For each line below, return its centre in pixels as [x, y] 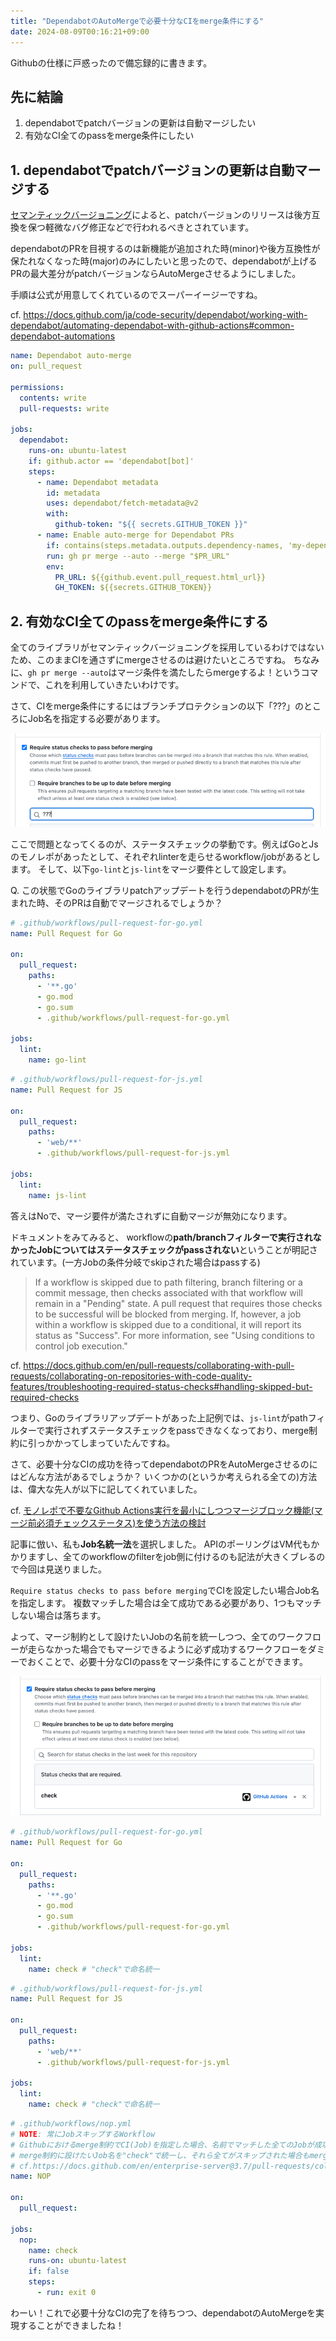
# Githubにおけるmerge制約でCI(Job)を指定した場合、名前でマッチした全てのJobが [162, 2145]
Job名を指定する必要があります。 [96, 719]
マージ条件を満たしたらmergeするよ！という [209, 672]
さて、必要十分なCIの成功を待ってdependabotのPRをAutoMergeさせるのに [164, 1464]
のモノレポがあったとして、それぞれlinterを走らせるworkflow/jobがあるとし [165, 856]
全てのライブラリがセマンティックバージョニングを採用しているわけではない [167, 647]
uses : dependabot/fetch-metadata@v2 [122, 503]
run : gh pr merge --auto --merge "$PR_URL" [138, 556]
